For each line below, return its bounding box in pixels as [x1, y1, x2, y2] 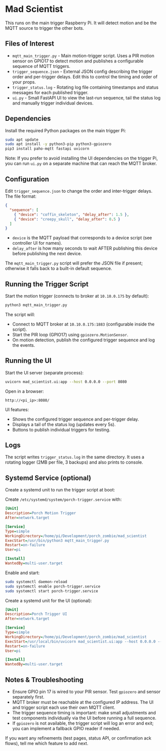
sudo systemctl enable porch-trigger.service [5, 584, 100, 589]
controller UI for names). [12, 240, 63, 246]
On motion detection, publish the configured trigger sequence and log [12, 337, 155, 343]
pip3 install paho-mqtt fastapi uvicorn [5, 146, 90, 152]
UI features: [5, 406, 29, 412]
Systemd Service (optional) [5, 474, 91, 482]
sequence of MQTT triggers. [12, 63, 71, 69]
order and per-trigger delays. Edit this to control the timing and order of [12, 73, 158, 80]
